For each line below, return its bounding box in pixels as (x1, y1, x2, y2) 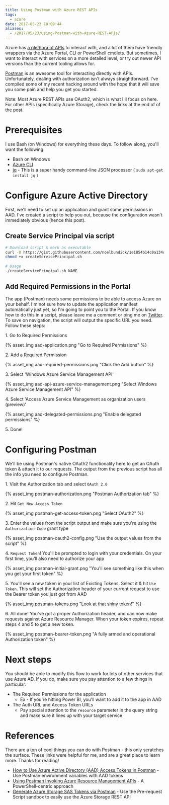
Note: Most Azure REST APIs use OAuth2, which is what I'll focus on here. (5, 96, 158, 102)
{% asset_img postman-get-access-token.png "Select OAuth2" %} (5, 510, 144, 516)
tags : (5, 12, 17, 17)
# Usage (5, 264, 22, 269)
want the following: (5, 146, 45, 152)
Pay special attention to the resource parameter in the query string (20, 707, 157, 713)
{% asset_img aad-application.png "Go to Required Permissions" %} (5, 342, 147, 348)
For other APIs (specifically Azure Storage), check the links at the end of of (5, 102, 161, 107)
